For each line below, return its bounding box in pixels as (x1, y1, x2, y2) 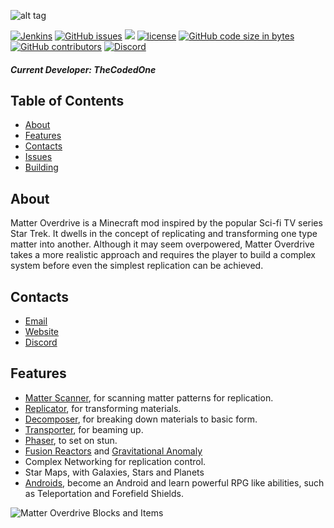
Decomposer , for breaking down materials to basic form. (24, 413, 258, 425)
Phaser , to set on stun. (24, 434, 118, 446)
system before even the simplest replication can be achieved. (10, 260, 264, 272)
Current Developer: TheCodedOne (10, 63, 157, 75)
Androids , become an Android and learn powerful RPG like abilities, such (24, 476, 325, 489)
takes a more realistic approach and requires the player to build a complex (10, 249, 316, 261)
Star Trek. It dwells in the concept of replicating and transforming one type (10, 228, 318, 240)
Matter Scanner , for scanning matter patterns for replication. (24, 391, 274, 404)
